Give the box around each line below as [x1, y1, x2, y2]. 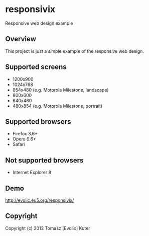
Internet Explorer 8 [12, 170, 52, 176]
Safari [12, 141, 25, 147]
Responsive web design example [5, 20, 73, 26]
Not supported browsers [5, 156, 84, 165]
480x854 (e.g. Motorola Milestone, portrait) [12, 103, 103, 109]
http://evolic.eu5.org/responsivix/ [5, 197, 74, 203]
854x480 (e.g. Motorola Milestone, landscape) [12, 87, 109, 93]
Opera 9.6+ [12, 136, 37, 142]
